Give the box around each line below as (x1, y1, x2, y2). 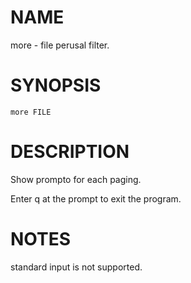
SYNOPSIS (10, 74, 102, 97)
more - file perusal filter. (10, 39, 110, 51)
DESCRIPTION (10, 141, 130, 163)
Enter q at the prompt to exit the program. (10, 192, 182, 205)
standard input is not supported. (10, 261, 143, 273)
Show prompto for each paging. (10, 173, 142, 185)
